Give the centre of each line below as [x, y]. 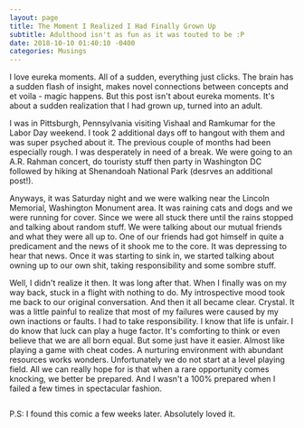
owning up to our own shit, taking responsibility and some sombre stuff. [143, 265]
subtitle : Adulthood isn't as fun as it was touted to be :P [127, 34]
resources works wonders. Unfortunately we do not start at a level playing [147, 360]
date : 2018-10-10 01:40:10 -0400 [72, 43]
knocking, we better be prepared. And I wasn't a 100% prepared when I [142, 379]
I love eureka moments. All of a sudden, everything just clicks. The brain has [152, 77]
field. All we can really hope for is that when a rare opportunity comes [139, 369]
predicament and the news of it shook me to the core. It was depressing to [148, 247]
